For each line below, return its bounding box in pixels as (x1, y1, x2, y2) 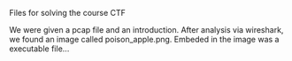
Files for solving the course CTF (9, 8, 127, 18)
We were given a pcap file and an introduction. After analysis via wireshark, (9, 25, 284, 34)
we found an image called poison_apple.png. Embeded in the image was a (9, 34, 280, 44)
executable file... (9, 43, 70, 54)
